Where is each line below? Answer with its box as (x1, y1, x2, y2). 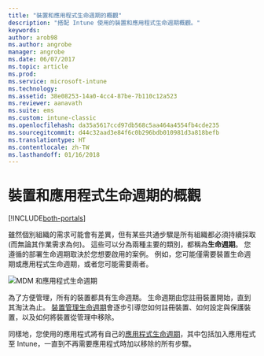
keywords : (8, 26, 41, 34)
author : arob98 (8, 33, 58, 42)
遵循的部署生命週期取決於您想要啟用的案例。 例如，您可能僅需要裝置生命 (8, 250, 244, 259)
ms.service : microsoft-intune (8, 77, 108, 85)
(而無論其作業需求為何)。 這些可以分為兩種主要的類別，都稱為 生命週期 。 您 (8, 239, 251, 249)
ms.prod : (8, 70, 37, 78)
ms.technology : (8, 84, 58, 93)
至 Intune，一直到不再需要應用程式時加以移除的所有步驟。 (8, 339, 196, 349)
